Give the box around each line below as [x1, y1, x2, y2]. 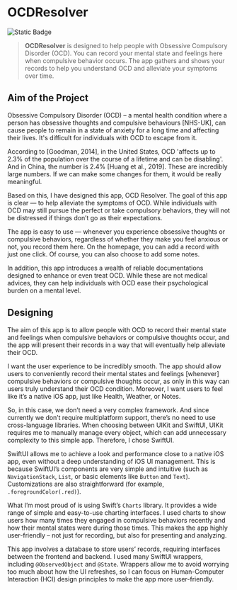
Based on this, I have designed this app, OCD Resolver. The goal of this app [7, 191, 228, 199]
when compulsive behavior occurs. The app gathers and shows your [24, 56, 225, 64]
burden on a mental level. [7, 286, 81, 295]
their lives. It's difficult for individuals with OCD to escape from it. [7, 133, 197, 142]
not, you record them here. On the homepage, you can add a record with [7, 242, 219, 251]
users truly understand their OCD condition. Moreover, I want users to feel [7, 384, 223, 393]
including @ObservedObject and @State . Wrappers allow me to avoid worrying [7, 560, 229, 568]
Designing [7, 307, 54, 319]
